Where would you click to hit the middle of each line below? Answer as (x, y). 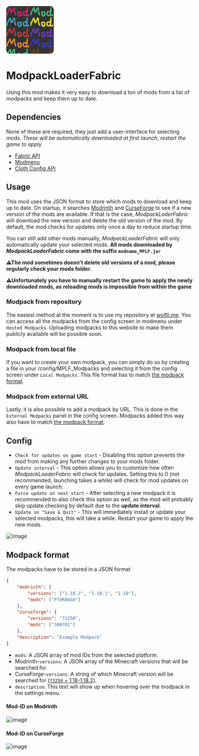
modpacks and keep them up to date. (52, 98)
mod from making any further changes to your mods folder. (87, 462)
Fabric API (27, 156)
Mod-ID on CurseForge (35, 733)
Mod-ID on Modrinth (32, 707)
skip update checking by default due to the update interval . (88, 506)
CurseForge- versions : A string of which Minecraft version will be (94, 674)
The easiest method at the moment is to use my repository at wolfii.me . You (99, 315)
